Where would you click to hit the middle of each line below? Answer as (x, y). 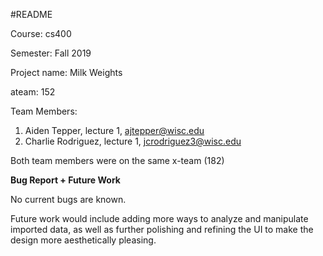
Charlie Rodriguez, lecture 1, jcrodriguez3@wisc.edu (133, 141)
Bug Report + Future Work (65, 180)
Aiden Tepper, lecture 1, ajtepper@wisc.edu (114, 130)
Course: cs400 (41, 33)
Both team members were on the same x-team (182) (117, 160)
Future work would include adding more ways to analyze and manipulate (159, 218)
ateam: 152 (33, 92)
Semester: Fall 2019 (51, 53)
